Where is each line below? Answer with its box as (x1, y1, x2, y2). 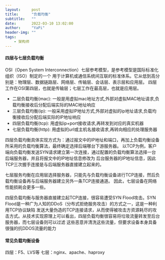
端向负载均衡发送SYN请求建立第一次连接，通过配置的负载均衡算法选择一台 (5, 149, 156, 155)
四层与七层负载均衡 (5, 55, 44, 61)
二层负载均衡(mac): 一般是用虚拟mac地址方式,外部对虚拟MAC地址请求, (12, 95, 156, 101)
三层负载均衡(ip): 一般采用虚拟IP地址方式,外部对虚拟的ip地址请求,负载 (12, 108, 152, 114)
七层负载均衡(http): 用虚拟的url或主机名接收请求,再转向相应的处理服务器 (12, 126, 158, 132)
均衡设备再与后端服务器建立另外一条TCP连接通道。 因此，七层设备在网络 (9, 178, 157, 184)
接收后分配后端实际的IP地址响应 (16, 114, 81, 120)
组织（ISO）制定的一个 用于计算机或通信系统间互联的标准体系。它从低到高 (5, 73, 156, 79)
